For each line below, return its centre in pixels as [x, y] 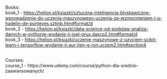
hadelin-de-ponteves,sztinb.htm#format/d [49, 23]
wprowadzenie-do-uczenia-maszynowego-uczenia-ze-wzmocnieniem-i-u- [84, 18]
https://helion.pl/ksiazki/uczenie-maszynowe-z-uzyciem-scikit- [91, 39]
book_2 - [15, 29]
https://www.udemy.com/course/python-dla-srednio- [83, 66]
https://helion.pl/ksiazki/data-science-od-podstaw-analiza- [87, 29]
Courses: [15, 60]
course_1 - [16, 66]
